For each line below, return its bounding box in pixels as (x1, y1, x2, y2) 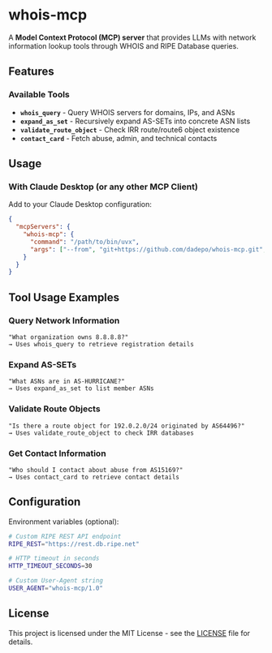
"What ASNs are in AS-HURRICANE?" (8, 377, 126, 386)
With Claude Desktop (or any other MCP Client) (8, 181, 199, 192)
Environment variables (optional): (8, 517, 119, 526)
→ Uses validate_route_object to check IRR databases (8, 428, 195, 437)
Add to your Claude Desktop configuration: (8, 200, 153, 209)
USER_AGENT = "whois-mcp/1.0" (8, 584, 104, 593)
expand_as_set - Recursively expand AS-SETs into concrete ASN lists (19, 116, 251, 126)
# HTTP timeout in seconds (8, 554, 100, 563)
